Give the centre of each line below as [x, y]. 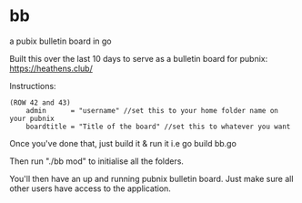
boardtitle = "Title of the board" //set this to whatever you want [158, 127]
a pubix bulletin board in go [60, 41]
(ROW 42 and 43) [40, 102]
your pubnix [32, 118]
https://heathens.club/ [51, 68]
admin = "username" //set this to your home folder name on [152, 110]
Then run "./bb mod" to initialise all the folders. [97, 161]
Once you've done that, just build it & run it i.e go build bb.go [123, 143]
